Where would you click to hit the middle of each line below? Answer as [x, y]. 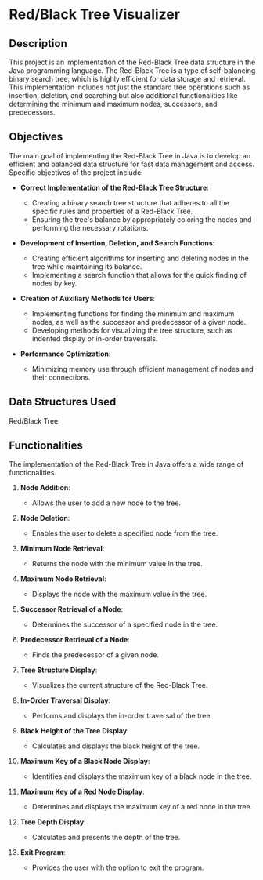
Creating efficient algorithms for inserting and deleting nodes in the [140, 258]
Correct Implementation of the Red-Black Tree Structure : [115, 187]
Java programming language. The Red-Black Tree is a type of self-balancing [132, 71]
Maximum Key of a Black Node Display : [85, 762]
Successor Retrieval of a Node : [72, 609]
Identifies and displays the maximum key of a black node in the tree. [142, 776]
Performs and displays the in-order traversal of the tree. [122, 716]
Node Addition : [45, 488]
